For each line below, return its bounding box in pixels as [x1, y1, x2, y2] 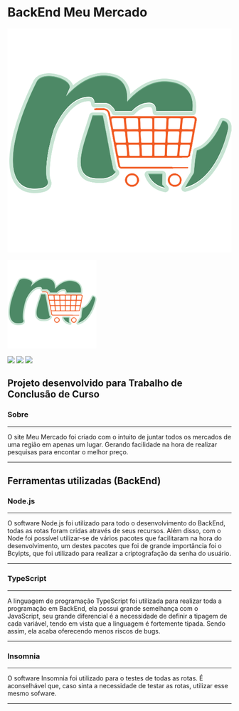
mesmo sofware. [7, 689, 57, 697]
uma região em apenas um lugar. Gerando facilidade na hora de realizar [7, 440, 218, 449]
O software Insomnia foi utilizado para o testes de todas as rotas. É [7, 673, 204, 683]
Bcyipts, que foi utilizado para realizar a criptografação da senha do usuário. [7, 549, 231, 558]
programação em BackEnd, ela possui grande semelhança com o [7, 604, 198, 612]
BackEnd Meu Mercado [7, 4, 148, 21]
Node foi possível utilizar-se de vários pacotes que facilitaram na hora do [7, 534, 222, 542]
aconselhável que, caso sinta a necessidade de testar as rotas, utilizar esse [7, 681, 229, 690]
